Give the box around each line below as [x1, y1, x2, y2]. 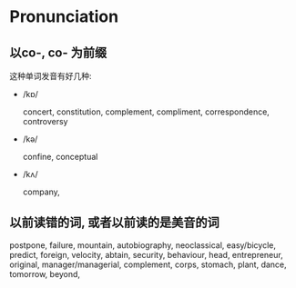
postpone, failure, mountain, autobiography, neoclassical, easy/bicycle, [9, 239, 276, 251]
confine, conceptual [22, 152, 98, 162]
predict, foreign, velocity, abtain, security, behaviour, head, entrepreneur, [9, 249, 284, 260]
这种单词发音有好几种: [9, 71, 93, 81]
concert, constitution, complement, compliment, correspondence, [22, 106, 270, 117]
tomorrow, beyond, [9, 268, 80, 279]
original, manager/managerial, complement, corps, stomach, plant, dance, [9, 259, 287, 270]
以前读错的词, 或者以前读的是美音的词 [9, 215, 220, 231]
